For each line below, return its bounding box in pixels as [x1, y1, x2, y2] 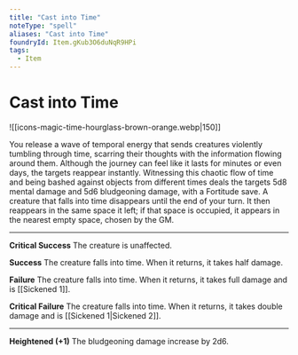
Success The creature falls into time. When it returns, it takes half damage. [9, 256, 284, 267]
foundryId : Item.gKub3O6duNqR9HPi [9, 37, 137, 47]
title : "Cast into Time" [9, 12, 101, 22]
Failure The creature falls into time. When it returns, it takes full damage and [9, 274, 288, 285]
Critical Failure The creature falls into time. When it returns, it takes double [9, 301, 284, 312]
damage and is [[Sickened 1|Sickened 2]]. [9, 310, 161, 320]
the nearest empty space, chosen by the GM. [9, 214, 175, 225]
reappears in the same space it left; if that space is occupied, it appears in [9, 205, 280, 216]
